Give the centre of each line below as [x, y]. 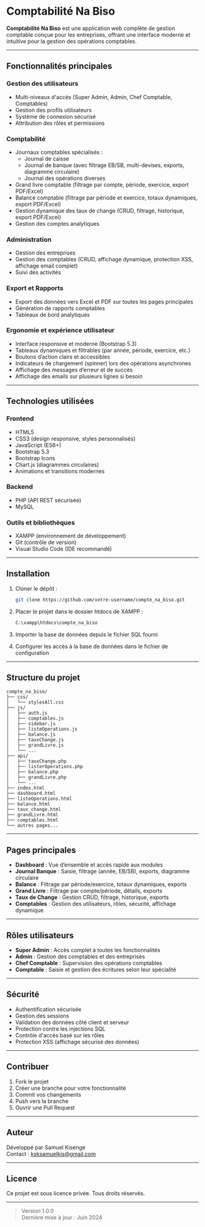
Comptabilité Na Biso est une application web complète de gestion [91, 28]
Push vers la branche [42, 1101]
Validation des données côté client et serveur [72, 1022]
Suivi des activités [38, 272]
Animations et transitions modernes [60, 471]
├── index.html [26, 788]
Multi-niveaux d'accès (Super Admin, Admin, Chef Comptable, [94, 97]
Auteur [20, 1132]
